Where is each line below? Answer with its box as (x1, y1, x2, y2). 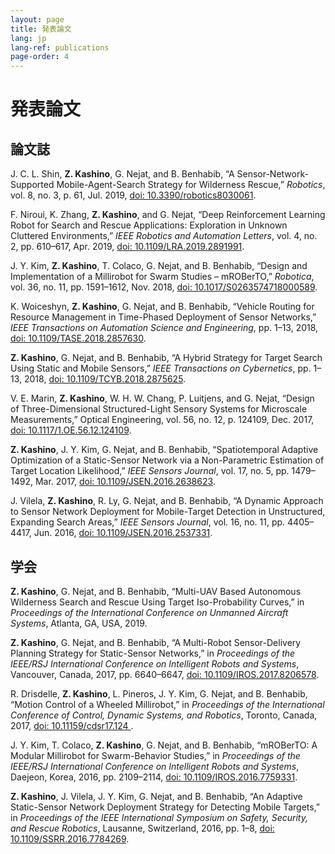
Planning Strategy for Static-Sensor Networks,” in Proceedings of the (10, 647, 296, 659)
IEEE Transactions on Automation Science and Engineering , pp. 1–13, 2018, (10, 322, 319, 334)
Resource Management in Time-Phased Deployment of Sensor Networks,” (10, 311, 317, 323)
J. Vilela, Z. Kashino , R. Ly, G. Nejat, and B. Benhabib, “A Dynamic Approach (10, 495, 324, 507)
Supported (10, 179, 55, 191)
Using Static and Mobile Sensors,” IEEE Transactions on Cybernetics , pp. (10, 362, 312, 375)
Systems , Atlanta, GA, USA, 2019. (10, 617, 148, 629)
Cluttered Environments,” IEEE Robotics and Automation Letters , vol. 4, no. (10, 230, 318, 242)
